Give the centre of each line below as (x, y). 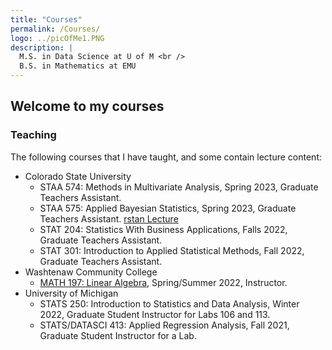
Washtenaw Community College (91, 272)
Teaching (33, 135)
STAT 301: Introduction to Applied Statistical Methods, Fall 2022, (172, 250)
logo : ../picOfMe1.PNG (57, 38)
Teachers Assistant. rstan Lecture (109, 218)
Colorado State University (78, 176)
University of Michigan (71, 293)
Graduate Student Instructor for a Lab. (118, 335)
